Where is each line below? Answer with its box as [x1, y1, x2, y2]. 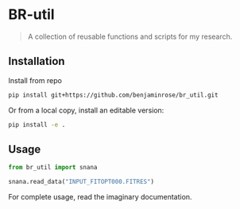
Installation [8, 55, 65, 68]
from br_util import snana [8, 164, 98, 172]
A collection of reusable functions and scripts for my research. [27, 32, 233, 41]
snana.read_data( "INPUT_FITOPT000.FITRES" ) [8, 178, 155, 186]
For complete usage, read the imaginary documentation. [8, 192, 192, 202]
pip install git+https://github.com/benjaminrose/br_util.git [8, 91, 219, 99]
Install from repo [8, 75, 62, 85]
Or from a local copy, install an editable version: [8, 105, 165, 115]
